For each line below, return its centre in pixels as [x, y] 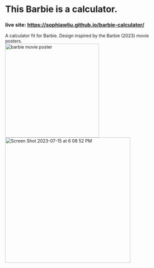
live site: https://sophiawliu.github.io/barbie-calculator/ [75, 25]
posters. [14, 41]
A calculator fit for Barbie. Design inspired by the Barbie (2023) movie [77, 36]
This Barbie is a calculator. [61, 9]
